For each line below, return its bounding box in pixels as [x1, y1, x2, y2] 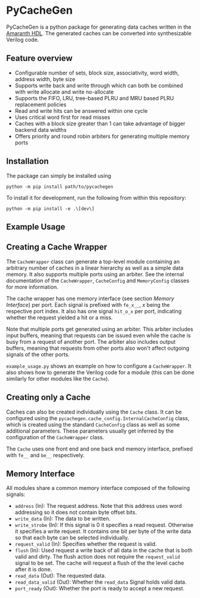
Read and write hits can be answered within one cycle [14, 107, 148, 114]
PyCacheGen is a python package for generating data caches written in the [6, 23, 192, 30]
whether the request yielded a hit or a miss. [6, 314, 113, 321]
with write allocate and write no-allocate [14, 88, 114, 95]
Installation [6, 156, 49, 167]
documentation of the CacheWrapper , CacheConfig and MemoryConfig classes [6, 277, 190, 284]
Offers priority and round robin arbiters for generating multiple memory [14, 132, 190, 140]
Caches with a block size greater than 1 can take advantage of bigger [14, 120, 186, 127]
